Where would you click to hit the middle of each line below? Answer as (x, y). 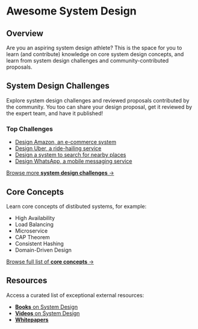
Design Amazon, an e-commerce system (65, 142)
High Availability (35, 218)
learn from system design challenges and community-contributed (88, 61)
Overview (25, 33)
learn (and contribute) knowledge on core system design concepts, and (95, 54)
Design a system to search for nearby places (70, 155)
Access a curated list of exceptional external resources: (75, 295)
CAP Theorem (32, 237)
